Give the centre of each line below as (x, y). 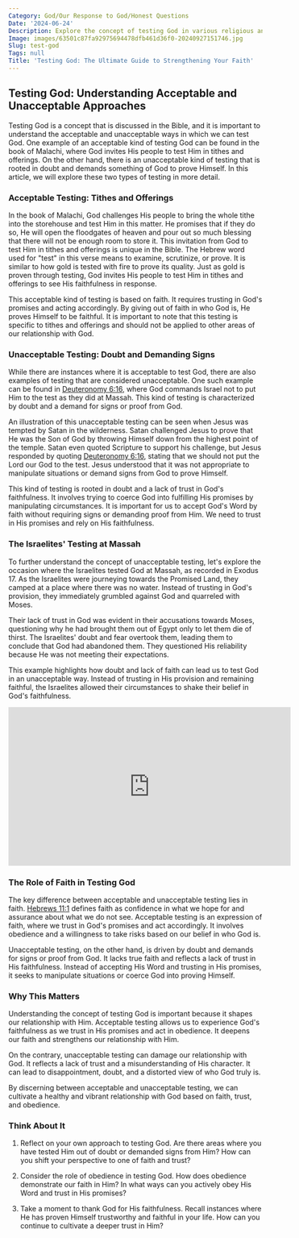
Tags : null (27, 53)
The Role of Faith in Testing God (72, 882)
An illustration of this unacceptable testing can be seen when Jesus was (129, 422)
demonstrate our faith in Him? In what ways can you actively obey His (136, 1185)
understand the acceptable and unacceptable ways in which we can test (129, 134)
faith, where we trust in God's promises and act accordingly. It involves (126, 925)
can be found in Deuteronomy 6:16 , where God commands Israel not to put (132, 389)
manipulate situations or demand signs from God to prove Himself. (118, 473)
